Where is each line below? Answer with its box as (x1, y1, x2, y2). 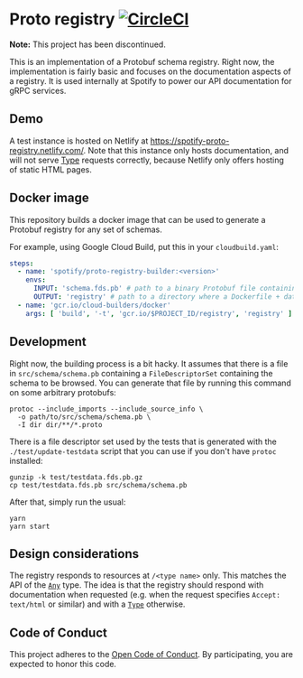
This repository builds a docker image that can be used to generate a (9, 214, 266, 225)
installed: (9, 455, 43, 466)
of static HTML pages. (9, 163, 93, 175)
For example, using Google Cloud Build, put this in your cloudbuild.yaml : (9, 241, 280, 252)
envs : (25, 275, 47, 284)
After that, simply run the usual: (9, 497, 126, 507)
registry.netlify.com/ (9, 144, 84, 155)
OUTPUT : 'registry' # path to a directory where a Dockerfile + (32, 293, 280, 302)
